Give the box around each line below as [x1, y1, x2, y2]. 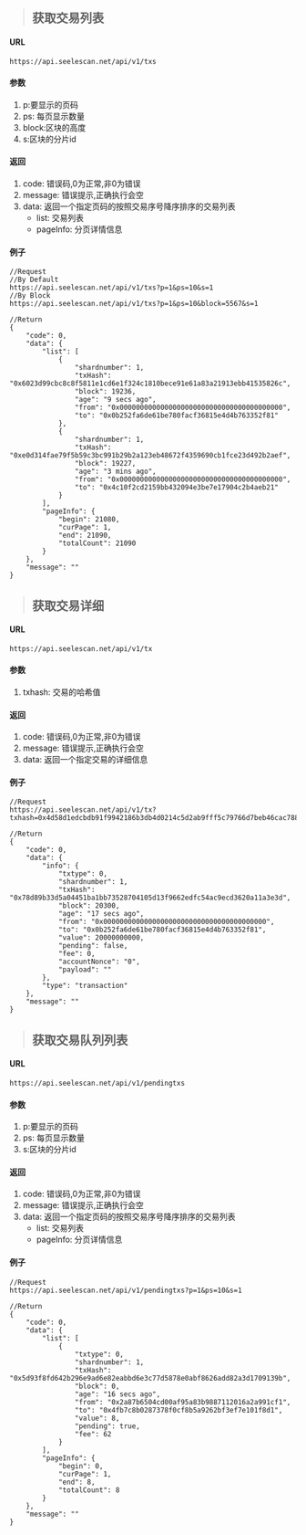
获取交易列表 [31, 10, 105, 26]
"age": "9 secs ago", [74, 395, 157, 405]
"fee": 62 [74, 1429, 112, 1438]
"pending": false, [57, 941, 128, 951]
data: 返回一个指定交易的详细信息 [22, 754, 148, 765]
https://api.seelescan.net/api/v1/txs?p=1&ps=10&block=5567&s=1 [9, 300, 259, 309]
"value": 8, [74, 1414, 120, 1423]
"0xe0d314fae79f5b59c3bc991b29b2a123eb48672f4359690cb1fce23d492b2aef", [9, 451, 291, 460]
